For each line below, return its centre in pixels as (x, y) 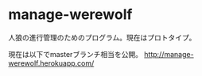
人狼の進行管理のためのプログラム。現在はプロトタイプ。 (102, 37)
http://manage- (169, 54)
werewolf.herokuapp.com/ (51, 63)
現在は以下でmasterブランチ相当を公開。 (76, 54)
